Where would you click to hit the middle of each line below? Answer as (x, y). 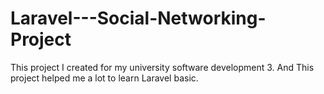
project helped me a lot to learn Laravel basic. (104, 78)
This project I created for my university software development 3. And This (162, 67)
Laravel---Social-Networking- (138, 18)
